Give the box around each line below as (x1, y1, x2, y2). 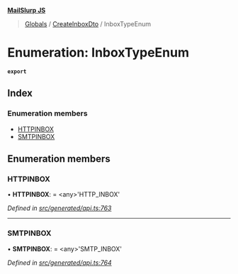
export (7, 67, 27, 75)
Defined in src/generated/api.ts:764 (7, 258, 112, 267)
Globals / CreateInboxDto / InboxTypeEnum (24, 20, 151, 28)
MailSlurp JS (7, 6, 46, 14)
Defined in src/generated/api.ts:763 (7, 204, 112, 212)
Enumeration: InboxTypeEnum (7, 45, 190, 61)
